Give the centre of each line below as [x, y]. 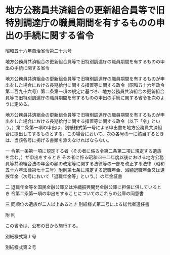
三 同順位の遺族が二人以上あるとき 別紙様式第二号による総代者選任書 [77, 204]
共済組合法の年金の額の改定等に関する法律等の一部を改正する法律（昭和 [89, 163]
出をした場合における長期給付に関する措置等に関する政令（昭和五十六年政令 [85, 85]
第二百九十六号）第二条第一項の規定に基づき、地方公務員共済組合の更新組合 [85, 91]
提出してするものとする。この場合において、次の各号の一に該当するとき [89, 134]
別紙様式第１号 [21, 236]
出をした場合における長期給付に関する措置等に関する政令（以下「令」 [78, 121]
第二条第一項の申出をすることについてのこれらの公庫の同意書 [79, 193]
